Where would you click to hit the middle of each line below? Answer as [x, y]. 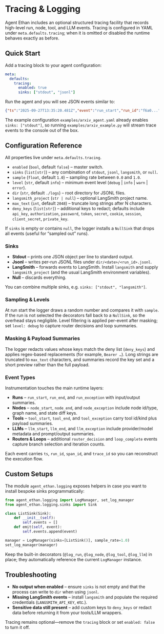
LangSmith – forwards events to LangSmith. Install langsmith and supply [85, 267]
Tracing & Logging [43, 9]
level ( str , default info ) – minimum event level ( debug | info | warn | [80, 182]
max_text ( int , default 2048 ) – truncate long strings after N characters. [82, 203]
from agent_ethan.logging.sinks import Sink [51, 505]
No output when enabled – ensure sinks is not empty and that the [79, 587]
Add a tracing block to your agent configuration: [53, 65]
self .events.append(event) [50, 532]
